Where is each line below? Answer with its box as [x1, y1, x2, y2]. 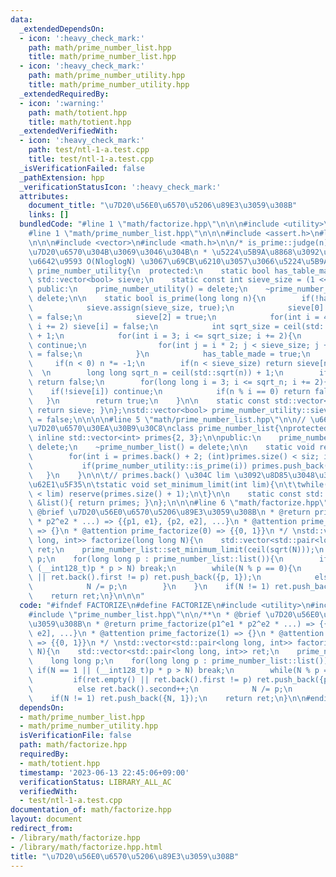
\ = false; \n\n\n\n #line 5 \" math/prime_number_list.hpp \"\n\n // [28, 414, 307, 425]
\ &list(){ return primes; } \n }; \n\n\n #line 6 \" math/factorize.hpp [28, 498, 320, 508]
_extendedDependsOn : [19, 24, 105, 34]
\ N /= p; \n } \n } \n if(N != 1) [28, 582, 271, 592]
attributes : [19, 191, 70, 201]
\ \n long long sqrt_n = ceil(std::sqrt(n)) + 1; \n [28, 368, 284, 378]
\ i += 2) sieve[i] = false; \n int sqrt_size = [28, 321, 280, 331]
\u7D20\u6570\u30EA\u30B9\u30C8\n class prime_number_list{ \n [28, 424, 288, 434]
